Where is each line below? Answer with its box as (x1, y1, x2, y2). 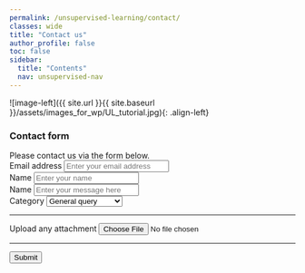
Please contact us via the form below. (9, 151, 150, 161)
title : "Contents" (17, 64, 88, 73)
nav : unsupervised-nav (17, 73, 103, 82)
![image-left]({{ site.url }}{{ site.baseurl (9, 97, 155, 108)
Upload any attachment (9, 223, 97, 234)
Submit (14, 253, 38, 263)
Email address (9, 161, 63, 171)
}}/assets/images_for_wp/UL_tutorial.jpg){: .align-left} (9, 106, 210, 118)
